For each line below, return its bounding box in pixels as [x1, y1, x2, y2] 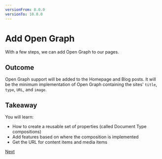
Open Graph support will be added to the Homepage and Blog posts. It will [5, 77, 156, 82]
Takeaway [5, 101, 37, 109]
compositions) [12, 129, 42, 135]
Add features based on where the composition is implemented [12, 134, 139, 140]
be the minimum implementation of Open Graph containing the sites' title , [5, 81, 158, 87]
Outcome [5, 63, 34, 72]
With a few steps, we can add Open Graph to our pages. [5, 49, 119, 55]
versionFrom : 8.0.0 [5, 7, 45, 12]
